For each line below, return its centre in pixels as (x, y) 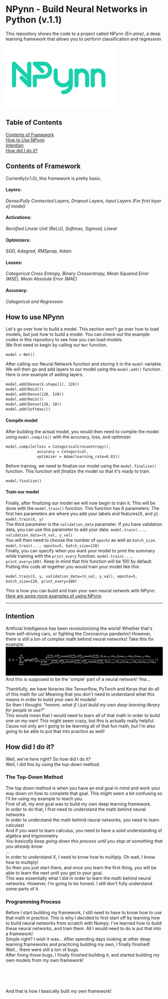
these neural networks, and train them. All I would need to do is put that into (84, 929)
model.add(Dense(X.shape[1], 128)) (43, 384)
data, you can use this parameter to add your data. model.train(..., (76, 529)
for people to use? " (25, 710)
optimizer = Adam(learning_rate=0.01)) (79, 457)
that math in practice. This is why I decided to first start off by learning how (83, 918)
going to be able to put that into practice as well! (55, 731)
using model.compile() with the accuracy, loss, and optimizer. (69, 437)
